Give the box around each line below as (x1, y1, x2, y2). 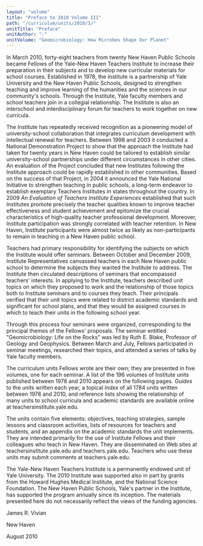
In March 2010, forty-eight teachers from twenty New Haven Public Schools (6, 54, 196, 61)
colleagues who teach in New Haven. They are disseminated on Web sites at (6, 441, 198, 448)
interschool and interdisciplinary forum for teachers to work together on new (6, 105, 198, 112)
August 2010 (6, 533, 38, 540)
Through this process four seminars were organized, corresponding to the (6, 321, 191, 328)
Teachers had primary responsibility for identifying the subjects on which (6, 245, 189, 251)
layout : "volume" (6, 8, 50, 15)
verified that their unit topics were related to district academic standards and (6, 296, 198, 303)
